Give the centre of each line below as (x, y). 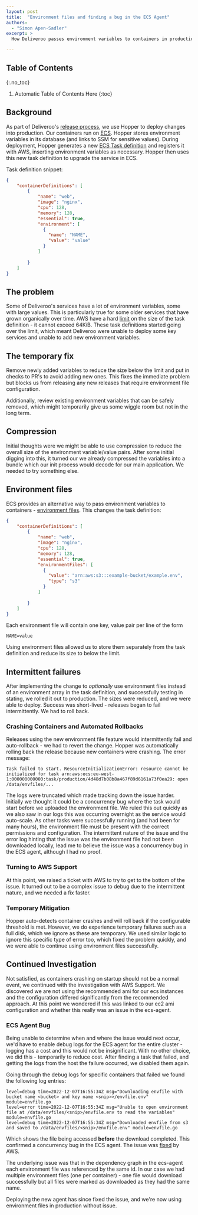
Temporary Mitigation (38, 908)
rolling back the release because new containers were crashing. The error (96, 752)
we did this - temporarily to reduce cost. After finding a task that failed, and (98, 1057)
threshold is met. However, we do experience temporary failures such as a (96, 927)
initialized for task (33, 774)
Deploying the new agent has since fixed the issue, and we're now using (94, 1200)
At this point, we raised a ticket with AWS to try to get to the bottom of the (96, 880)
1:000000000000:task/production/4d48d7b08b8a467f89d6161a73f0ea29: (91, 779)
